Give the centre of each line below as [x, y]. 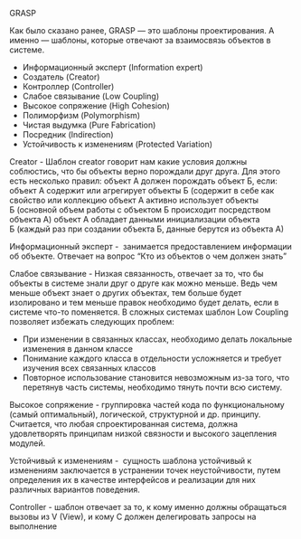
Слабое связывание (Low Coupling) [91, 96]
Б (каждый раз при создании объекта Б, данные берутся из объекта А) [147, 229]
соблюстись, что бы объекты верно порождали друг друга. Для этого [145, 171]
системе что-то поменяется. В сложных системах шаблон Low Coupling [149, 312]
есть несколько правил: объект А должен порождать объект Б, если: [143, 181]
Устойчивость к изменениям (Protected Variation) [118, 144]
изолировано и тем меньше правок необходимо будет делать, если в [144, 303]
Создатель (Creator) [61, 77]
